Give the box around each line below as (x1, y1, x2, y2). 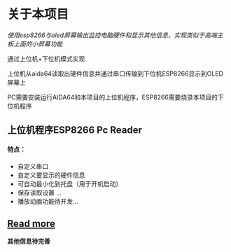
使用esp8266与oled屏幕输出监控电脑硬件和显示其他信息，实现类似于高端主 (7, 31, 223, 39)
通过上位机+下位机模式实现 (7, 54, 85, 63)
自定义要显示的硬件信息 (17, 171, 85, 179)
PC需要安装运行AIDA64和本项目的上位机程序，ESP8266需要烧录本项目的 (7, 92, 218, 101)
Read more (7, 218, 56, 230)
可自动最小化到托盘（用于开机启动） (17, 179, 122, 188)
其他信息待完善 (7, 237, 50, 246)
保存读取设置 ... (17, 188, 62, 197)
